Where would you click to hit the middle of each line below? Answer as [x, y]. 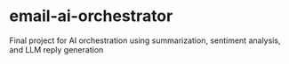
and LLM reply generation [56, 49]
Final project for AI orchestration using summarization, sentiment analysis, [145, 40]
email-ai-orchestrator [91, 16]
